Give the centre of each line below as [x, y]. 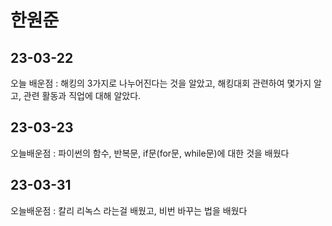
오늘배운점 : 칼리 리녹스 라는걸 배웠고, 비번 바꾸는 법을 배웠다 [129, 210]
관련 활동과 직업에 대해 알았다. [82, 95]
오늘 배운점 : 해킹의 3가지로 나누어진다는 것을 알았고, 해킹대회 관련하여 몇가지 [161, 83]
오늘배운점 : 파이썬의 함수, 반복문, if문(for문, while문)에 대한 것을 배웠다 [150, 153]
